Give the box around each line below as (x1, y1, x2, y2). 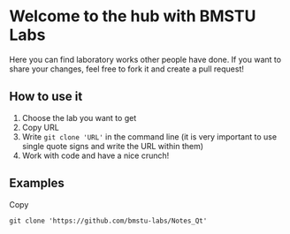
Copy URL (21, 122, 59, 132)
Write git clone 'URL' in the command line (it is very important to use (21, 131, 277, 142)
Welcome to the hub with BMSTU (9, 6, 256, 26)
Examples (9, 176, 65, 191)
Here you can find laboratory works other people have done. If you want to (9, 54, 281, 64)
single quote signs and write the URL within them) (21, 140, 204, 151)
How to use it (9, 89, 83, 104)
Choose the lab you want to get (21, 112, 137, 123)
